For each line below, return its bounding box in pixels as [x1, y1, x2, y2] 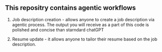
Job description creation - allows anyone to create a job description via [12, 16, 155, 22]
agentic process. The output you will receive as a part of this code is [12, 22, 149, 27]
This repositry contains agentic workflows [5, 4, 136, 12]
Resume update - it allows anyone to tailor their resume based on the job [12, 36, 158, 42]
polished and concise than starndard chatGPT [12, 26, 104, 33]
